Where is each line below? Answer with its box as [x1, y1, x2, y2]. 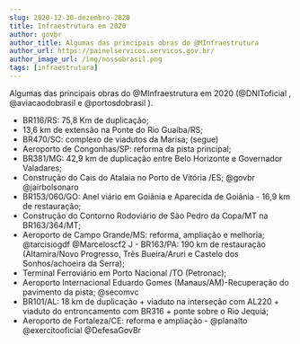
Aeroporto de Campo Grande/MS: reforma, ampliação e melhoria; [22, 229, 265, 240]
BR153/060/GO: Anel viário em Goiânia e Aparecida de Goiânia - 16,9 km [22, 190, 291, 202]
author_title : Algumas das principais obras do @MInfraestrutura [9, 38, 259, 48]
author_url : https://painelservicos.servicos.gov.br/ [9, 47, 216, 56]
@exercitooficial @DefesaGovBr [22, 324, 142, 335]
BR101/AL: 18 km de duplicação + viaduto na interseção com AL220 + [22, 295, 280, 306]
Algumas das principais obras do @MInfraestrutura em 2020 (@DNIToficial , [9, 87, 292, 99]
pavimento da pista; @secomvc [22, 287, 139, 297]
